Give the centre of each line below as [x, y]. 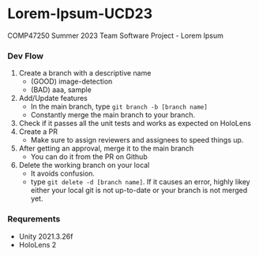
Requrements [34, 219]
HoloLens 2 [38, 244]
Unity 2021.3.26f [46, 236]
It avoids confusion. [63, 173]
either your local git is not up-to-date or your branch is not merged [139, 191]
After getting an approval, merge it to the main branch [106, 148]
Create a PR [38, 132]
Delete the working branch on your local [84, 165]
